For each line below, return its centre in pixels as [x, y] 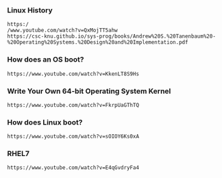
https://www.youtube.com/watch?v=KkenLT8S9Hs [73, 74]
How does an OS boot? [46, 60]
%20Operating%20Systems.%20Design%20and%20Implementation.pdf [98, 42]
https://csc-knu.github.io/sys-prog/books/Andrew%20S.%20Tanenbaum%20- [111, 36]
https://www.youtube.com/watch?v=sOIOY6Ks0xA [73, 137]
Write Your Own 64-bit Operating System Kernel [89, 91]
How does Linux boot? [45, 122]
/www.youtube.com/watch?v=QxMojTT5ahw [62, 30]
